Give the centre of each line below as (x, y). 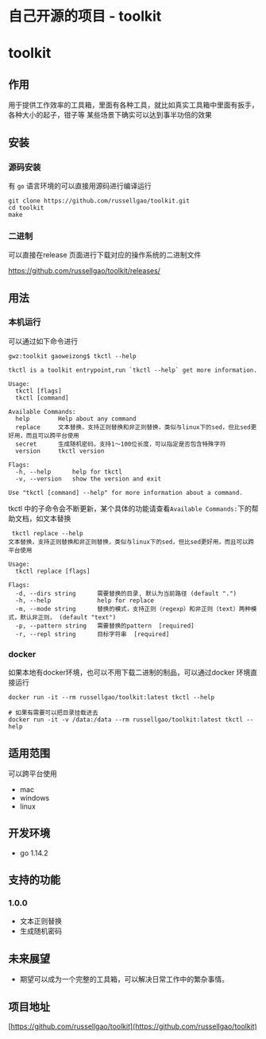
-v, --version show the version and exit (88, 479)
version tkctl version (60, 451)
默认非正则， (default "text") (68, 617)
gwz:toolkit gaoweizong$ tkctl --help (72, 356)
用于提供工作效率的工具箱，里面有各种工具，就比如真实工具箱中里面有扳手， (133, 105)
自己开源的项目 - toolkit (85, 16)
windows (35, 798)
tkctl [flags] (39, 391)
